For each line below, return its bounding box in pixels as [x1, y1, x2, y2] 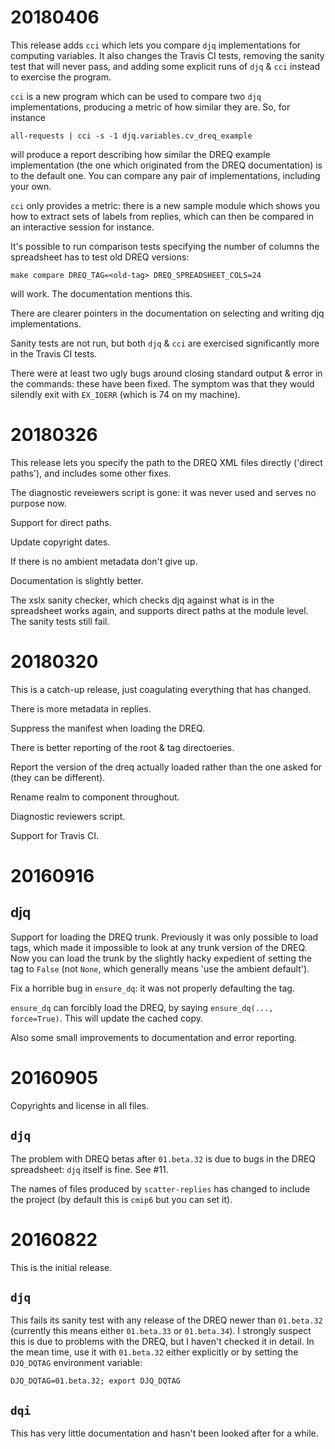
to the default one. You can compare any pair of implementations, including [10, 169, 321, 181]
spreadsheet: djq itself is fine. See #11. [10, 1163, 169, 1175]
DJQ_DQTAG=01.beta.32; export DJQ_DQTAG [10, 1376, 182, 1386]
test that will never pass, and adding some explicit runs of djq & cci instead [10, 60, 321, 72]
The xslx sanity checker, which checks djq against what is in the [10, 594, 275, 606]
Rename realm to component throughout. [10, 791, 180, 803]
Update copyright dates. [10, 536, 111, 548]
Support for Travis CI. [10, 829, 99, 841]
